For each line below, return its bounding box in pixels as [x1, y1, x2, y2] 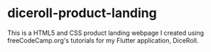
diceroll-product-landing [7, 5, 158, 21]
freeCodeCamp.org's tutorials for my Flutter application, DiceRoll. [7, 36, 199, 44]
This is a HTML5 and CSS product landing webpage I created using [7, 28, 205, 37]
